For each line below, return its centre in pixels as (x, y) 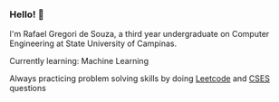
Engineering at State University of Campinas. (93, 43)
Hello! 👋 (27, 14)
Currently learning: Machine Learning (79, 61)
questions (28, 88)
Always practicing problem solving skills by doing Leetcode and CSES (139, 79)
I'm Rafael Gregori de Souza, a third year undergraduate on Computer (139, 34)
